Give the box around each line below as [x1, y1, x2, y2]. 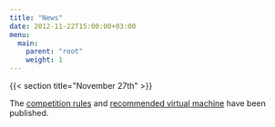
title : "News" [9, 13, 64, 23]
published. [9, 108, 49, 118]
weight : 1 [25, 55, 64, 64]
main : [17, 38, 39, 48]
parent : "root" [25, 47, 84, 56]
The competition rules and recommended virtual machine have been [9, 98, 267, 109]
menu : [9, 30, 30, 39]
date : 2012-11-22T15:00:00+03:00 [9, 22, 137, 31]
